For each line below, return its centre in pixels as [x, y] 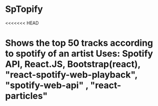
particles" [26, 96]
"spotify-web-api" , [47, 85]
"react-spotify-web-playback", [72, 75]
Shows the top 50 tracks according [79, 43]
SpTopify [24, 9]
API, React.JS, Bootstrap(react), [73, 64]
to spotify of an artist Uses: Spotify [79, 54]
